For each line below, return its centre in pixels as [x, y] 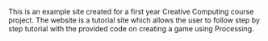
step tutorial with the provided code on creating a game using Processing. [131, 29]
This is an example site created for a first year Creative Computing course [131, 12]
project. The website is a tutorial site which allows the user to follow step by [134, 20]
